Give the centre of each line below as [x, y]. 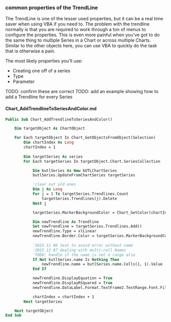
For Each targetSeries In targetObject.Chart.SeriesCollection [92, 161]
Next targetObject [34, 311]
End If [39, 269]
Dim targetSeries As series [53, 157]
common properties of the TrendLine [52, 8]
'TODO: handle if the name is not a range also [84, 255]
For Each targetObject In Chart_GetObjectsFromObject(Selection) [85, 138]
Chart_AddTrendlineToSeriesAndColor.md [51, 108]
